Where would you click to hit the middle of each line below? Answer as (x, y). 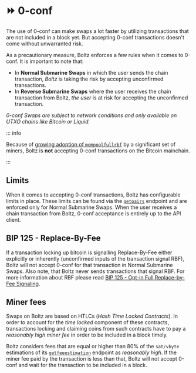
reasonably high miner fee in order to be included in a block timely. (87, 335)
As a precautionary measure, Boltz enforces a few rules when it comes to (95, 55)
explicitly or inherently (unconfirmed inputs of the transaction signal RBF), (95, 258)
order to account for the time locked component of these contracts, (87, 322)
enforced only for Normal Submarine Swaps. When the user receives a (92, 207)
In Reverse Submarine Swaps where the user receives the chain (93, 91)
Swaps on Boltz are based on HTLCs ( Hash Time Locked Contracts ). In (92, 316)
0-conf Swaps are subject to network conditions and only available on (92, 115)
